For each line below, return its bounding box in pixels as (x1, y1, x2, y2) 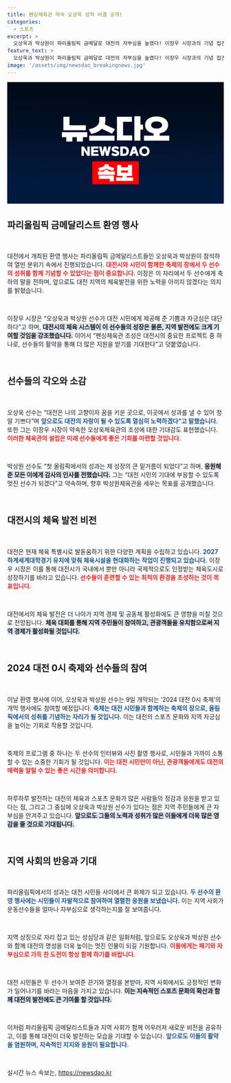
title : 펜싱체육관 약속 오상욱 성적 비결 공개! (7, 11, 123, 18)
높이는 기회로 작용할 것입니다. (14, 721, 94, 729)
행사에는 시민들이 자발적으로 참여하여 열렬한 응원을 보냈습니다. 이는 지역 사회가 (14, 897, 224, 905)
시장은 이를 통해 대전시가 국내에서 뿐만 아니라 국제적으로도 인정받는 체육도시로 (14, 565, 224, 573)
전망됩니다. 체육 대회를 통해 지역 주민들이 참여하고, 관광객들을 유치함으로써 (14, 618, 213, 626)
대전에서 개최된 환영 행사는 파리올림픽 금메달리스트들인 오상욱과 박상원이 (7, 252, 202, 261)
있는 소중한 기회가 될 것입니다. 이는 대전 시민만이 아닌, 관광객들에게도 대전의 (21, 757, 224, 766)
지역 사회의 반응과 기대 (7, 855, 98, 866)
